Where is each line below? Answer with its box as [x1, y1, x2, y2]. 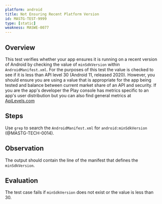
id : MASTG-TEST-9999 [5, 16, 47, 21]
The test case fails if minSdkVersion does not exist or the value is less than [5, 189, 154, 195]
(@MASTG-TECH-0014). [5, 130, 55, 136]
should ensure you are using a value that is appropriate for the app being [5, 77, 152, 83]
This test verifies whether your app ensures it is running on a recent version [5, 56, 158, 62]
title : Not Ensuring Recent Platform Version [5, 12, 99, 17]
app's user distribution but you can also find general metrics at [5, 92, 131, 98]
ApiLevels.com [5, 98, 35, 103]
